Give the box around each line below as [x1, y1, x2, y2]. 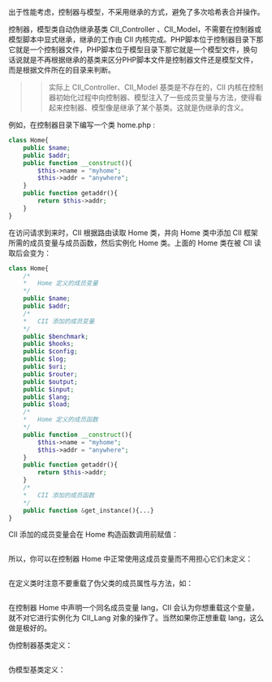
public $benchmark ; [23, 332, 89, 340]
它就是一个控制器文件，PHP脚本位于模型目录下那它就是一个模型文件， [8, 45, 244, 55]
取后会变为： [8, 247, 51, 258]
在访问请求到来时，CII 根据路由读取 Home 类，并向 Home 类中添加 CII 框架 [8, 227, 258, 238]
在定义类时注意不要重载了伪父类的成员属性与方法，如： [8, 579, 193, 588]
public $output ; [23, 378, 79, 386]
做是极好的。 [8, 623, 51, 633]
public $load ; [23, 400, 71, 409]
